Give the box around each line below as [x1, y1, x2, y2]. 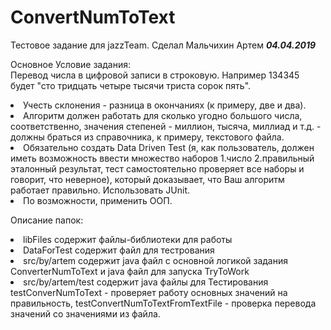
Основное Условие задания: [10, 58, 131, 70]
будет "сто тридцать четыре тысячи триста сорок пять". [10, 79, 252, 91]
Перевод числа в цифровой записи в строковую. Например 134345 [10, 69, 300, 81]
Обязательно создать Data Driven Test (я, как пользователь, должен [23, 141, 315, 153]
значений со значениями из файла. [10, 307, 161, 320]
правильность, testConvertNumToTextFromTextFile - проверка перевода [10, 297, 317, 309]
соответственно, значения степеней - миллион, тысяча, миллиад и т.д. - [10, 120, 322, 132]
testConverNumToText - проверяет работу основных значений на [10, 286, 288, 298]
